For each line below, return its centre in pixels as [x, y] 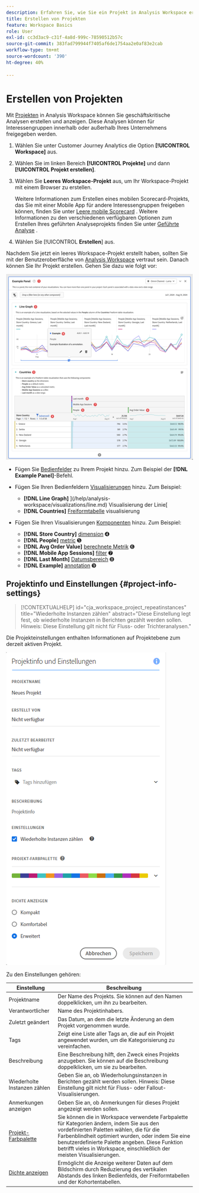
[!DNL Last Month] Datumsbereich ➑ [69, 559]
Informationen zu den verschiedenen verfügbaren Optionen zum [93, 218]
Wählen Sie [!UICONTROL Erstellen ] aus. [65, 242]
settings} [24, 593]
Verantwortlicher [29, 1011]
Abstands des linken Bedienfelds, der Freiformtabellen [123, 1176]
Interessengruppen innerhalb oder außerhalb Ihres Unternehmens [86, 128]
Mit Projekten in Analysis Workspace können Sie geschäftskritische [88, 115]
